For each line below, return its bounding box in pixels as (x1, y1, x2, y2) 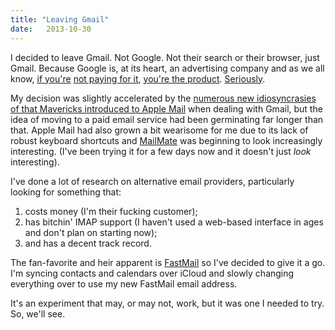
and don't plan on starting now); (24, 226, 158, 238)
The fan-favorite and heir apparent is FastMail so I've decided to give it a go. (10, 256, 326, 268)
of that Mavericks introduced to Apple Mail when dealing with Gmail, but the (10, 102, 323, 115)
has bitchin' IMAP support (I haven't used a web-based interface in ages (24, 216, 324, 228)
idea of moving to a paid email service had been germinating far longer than (10, 113, 324, 125)
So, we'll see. (10, 307, 66, 320)
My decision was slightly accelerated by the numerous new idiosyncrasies (10, 92, 317, 104)
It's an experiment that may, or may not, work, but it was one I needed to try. (10, 297, 325, 309)
